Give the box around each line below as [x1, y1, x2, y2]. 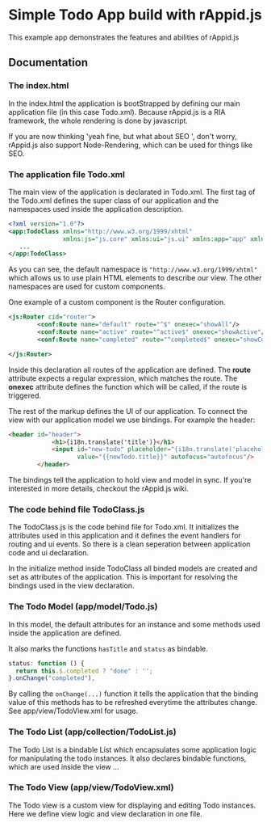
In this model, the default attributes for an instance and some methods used [8, 619, 261, 629]
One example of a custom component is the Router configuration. [8, 297, 226, 307]
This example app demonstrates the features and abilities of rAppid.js [8, 32, 240, 42]
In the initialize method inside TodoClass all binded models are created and [8, 563, 258, 573]
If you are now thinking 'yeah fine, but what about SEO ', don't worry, [8, 131, 238, 141]
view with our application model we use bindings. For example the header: [8, 415, 256, 424]
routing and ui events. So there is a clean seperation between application [8, 539, 251, 549]
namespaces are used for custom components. [8, 281, 165, 292]
